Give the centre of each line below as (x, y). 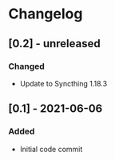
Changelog (46, 14)
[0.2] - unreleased (55, 44)
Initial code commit (51, 149)
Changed (27, 66)
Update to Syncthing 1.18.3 (63, 83)
